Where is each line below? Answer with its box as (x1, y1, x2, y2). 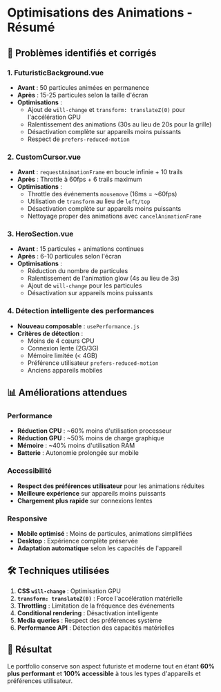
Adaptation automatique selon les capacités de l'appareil (17, 544, 182, 552)
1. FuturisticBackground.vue (7, 68, 104, 77)
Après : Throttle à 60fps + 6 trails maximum (17, 175, 142, 184)
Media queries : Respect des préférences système (17, 616, 162, 624)
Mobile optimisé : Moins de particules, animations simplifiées (17, 530, 193, 538)
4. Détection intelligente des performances (7, 306, 155, 316)
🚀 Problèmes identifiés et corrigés (7, 47, 157, 59)
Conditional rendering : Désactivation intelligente (17, 608, 159, 617)
